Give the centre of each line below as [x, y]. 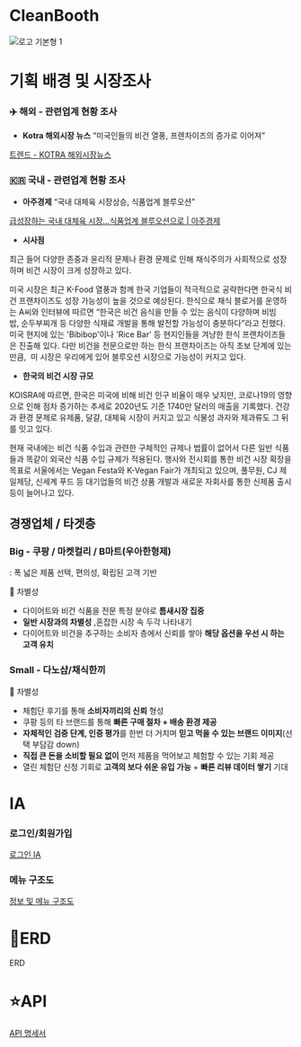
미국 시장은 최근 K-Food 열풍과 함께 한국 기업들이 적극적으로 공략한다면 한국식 [146, 289]
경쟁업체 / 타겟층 [53, 523]
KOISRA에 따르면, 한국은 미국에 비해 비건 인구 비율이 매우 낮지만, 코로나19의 [142, 395]
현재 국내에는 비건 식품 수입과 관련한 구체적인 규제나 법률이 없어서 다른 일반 [141, 448]
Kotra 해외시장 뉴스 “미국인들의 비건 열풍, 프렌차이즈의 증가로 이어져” [144, 136]
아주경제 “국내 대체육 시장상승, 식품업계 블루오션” [109, 201]
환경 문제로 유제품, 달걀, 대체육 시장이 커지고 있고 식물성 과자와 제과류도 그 [149, 417]
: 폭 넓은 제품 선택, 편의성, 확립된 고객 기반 [83, 572]
